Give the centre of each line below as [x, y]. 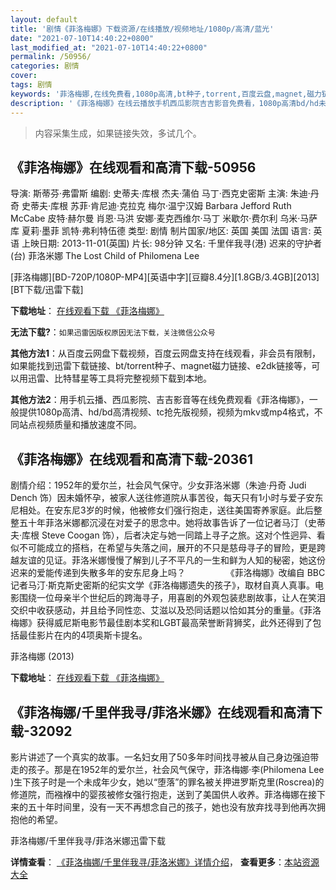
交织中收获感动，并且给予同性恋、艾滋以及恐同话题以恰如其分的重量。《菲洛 [166, 610]
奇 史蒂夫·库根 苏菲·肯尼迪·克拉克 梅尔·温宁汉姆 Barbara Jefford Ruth [151, 206]
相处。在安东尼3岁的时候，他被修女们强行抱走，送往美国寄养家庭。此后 [166, 510]
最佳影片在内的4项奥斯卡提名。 [83, 635]
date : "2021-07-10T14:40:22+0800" [82, 38]
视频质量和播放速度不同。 [89, 425]
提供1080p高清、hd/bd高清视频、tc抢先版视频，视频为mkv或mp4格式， [166, 412]
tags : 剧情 [31, 85]
